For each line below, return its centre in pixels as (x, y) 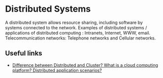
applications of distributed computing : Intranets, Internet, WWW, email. (78, 33)
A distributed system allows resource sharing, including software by (74, 22)
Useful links (24, 53)
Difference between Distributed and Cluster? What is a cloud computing (85, 65)
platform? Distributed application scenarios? (57, 70)
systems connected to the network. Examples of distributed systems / (76, 27)
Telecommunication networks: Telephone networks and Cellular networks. (81, 38)
